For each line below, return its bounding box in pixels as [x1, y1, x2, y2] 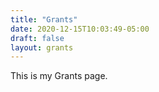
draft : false [10, 33, 65, 43]
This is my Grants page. [10, 70, 108, 82]
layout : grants [10, 42, 74, 53]
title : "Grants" [10, 14, 78, 25]
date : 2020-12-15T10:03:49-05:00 [10, 24, 150, 34]
